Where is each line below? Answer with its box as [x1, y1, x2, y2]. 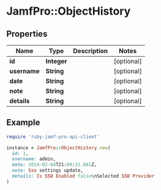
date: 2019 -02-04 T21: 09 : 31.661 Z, [12, 162, 97, 168]
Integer [45, 57, 67, 65]
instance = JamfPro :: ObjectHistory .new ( [6, 145, 111, 151]
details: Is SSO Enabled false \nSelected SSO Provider [12, 173, 155, 180]
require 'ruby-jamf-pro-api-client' [6, 133, 100, 140]
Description [73, 47, 108, 55]
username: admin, [12, 156, 56, 163]
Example [6, 117, 40, 128]
